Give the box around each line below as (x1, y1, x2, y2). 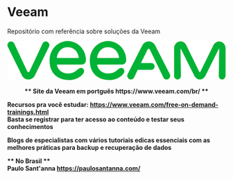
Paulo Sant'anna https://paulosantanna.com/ (7, 164, 141, 173)
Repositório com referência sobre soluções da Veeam (7, 27, 161, 35)
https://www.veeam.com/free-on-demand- (89, 101, 218, 109)
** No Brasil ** (7, 157, 51, 165)
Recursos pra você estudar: (7, 101, 89, 109)
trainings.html (7, 108, 49, 117)
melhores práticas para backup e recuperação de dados (7, 144, 172, 152)
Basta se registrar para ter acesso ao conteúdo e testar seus (7, 115, 185, 123)
